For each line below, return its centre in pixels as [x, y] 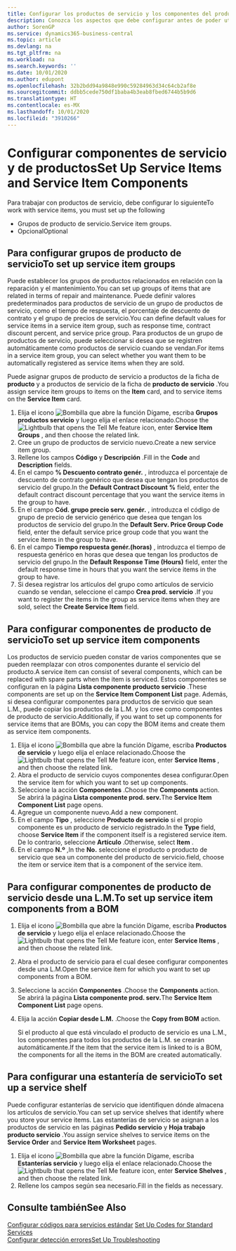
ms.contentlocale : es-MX [44, 105]
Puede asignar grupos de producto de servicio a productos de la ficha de [113, 377]
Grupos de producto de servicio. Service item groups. [94, 223]
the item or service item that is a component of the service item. [110, 864]
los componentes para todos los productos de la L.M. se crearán [111, 1040]
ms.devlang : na [29, 46]
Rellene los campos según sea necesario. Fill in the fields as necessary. [120, 1186]
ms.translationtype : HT [42, 99]
